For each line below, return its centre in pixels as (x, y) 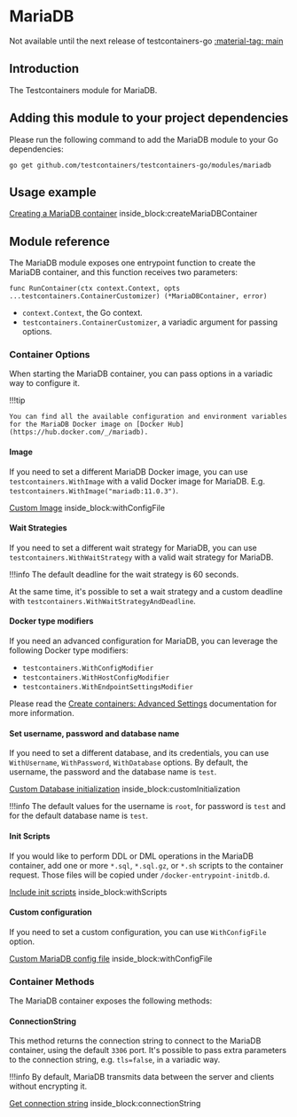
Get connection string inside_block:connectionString (105, 1104)
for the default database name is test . (79, 816)
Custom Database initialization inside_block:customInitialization (125, 789)
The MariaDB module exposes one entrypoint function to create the (133, 263)
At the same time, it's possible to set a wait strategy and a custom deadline (146, 591)
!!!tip (17, 400)
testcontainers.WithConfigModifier (88, 669)
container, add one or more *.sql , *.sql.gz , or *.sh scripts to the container (146, 865)
